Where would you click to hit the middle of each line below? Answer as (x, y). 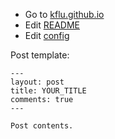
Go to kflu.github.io (64, 14)
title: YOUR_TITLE (48, 91)
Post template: (40, 55)
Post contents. (42, 126)
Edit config (47, 35)
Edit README (52, 25)
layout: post (37, 82)
